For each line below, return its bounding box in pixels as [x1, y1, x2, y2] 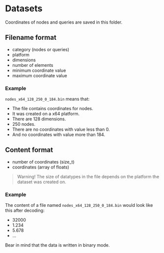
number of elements [12, 62, 54, 68]
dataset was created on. [17, 179, 66, 185]
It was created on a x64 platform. [12, 111, 80, 117]
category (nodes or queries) [12, 46, 70, 52]
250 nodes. [12, 121, 36, 127]
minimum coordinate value [12, 67, 66, 73]
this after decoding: [5, 207, 45, 214]
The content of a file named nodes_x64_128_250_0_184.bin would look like [5, 202, 153, 208]
